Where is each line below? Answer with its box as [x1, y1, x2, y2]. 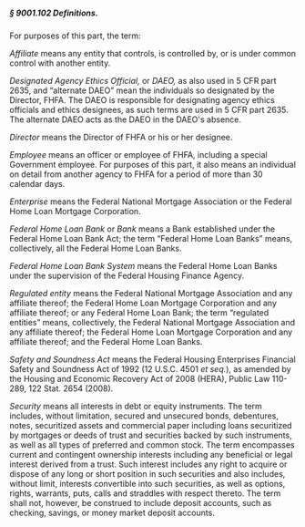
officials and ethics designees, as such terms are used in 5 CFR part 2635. [9, 104, 289, 115]
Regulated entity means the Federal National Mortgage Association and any [9, 287, 293, 298]
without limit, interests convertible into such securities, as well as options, [9, 478, 286, 489]
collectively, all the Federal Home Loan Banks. [9, 243, 182, 253]
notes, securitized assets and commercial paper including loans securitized [9, 419, 293, 430]
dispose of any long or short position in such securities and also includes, [9, 468, 286, 479]
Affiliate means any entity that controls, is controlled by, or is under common [9, 47, 297, 58]
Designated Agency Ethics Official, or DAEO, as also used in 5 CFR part [9, 75, 277, 86]
